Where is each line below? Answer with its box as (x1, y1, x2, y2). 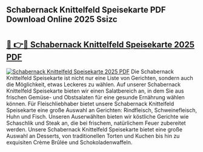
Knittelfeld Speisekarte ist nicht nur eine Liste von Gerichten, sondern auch (6, 74, 194, 81)
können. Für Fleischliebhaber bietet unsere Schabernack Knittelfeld (6, 100, 175, 107)
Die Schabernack (131, 68, 174, 75)
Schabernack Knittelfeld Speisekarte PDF (6, 5, 166, 15)
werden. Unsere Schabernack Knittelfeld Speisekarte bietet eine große (6, 126, 183, 133)
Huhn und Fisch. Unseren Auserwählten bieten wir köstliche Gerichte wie (6, 113, 189, 120)
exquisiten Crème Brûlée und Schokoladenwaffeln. (6, 139, 133, 146)
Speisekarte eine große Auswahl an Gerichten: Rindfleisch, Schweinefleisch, (6, 107, 198, 114)
